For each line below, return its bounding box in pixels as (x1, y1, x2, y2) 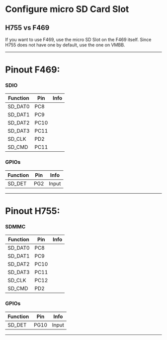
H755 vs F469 (5, 23, 50, 32)
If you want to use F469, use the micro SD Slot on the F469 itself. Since (5, 36, 152, 42)
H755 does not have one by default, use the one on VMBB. (5, 42, 125, 48)
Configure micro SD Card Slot (5, 3, 129, 15)
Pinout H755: (5, 205, 60, 217)
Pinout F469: (5, 64, 60, 75)
